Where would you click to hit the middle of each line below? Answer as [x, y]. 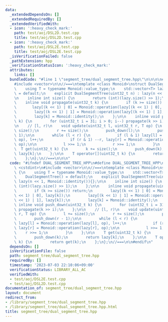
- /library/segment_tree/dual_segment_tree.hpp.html [61, 307]
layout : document [23, 293]
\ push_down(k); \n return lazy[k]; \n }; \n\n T [86, 237]
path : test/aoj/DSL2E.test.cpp [47, 47]
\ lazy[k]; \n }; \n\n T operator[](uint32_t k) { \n [75, 154]
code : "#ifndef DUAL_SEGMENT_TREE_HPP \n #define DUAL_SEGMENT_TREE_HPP [85, 163]
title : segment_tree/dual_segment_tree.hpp [51, 312]
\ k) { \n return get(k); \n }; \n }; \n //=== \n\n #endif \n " [84, 242]
